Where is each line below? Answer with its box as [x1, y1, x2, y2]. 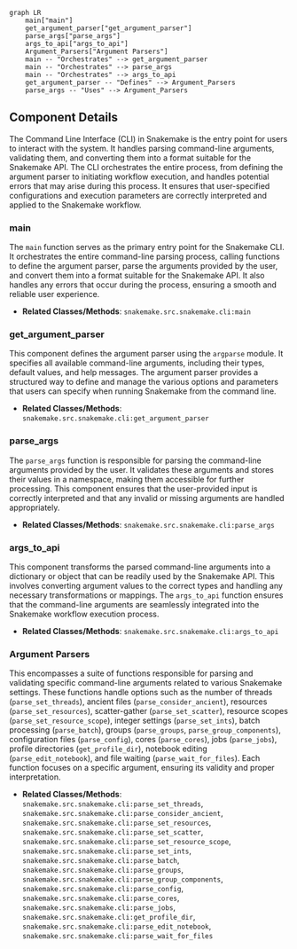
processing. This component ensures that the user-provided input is [9, 483, 258, 494]
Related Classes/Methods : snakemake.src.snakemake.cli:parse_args [21, 519, 275, 529]
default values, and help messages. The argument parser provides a [9, 367, 259, 378]
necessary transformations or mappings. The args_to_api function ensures [9, 590, 284, 600]
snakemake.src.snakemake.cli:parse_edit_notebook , [21, 921, 212, 931]
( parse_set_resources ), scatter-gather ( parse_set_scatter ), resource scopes [9, 706, 288, 717]
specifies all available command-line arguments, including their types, [9, 357, 265, 368]
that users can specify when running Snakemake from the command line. [9, 386, 277, 396]
